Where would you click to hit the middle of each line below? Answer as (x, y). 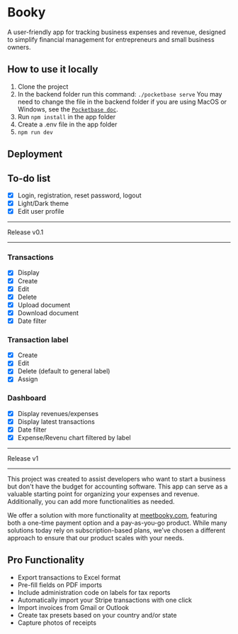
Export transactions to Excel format (69, 577)
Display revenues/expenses (58, 413)
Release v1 (23, 458)
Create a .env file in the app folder (67, 124)
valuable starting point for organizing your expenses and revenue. (103, 493)
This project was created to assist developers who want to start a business (117, 479)
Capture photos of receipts (57, 623)
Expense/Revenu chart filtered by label (74, 437)
